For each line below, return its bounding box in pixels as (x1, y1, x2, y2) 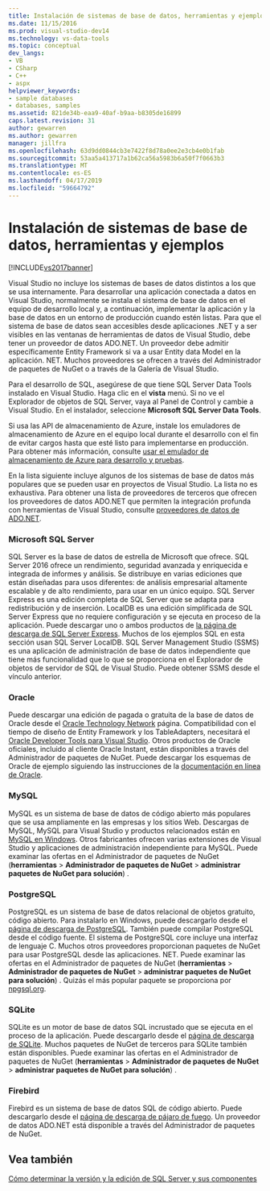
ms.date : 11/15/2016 (8, 19, 78, 27)
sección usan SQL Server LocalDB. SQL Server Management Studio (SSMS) (8, 637, 260, 647)
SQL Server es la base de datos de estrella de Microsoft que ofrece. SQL (8, 551, 249, 561)
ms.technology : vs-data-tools (8, 34, 110, 43)
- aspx (8, 79, 31, 87)
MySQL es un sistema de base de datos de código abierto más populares (8, 808, 252, 818)
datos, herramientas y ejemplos (8, 235, 225, 254)
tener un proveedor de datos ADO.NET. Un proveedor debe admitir (8, 338, 229, 347)
